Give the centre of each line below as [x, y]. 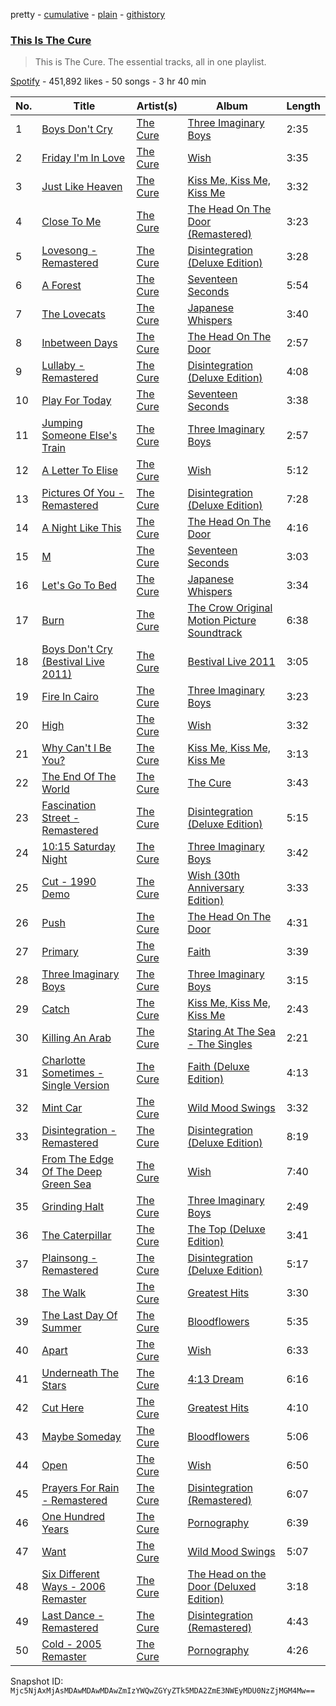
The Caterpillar [76, 1236]
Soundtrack [215, 633]
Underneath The [80, 1373]
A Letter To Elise [80, 471]
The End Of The [79, 777]
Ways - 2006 [73, 1587]
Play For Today [76, 401]
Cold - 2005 [71, 1644]
